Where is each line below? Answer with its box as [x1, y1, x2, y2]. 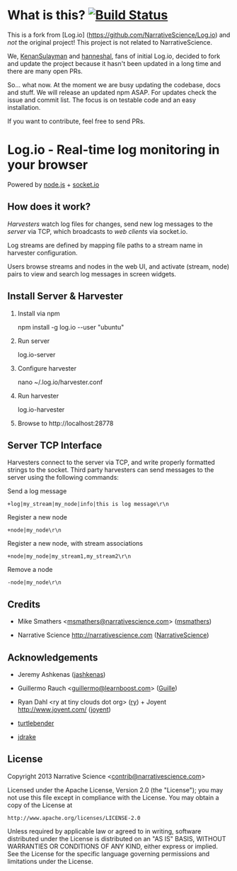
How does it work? [7, 201, 91, 213]
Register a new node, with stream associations [7, 539, 144, 548]
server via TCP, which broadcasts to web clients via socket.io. [7, 227, 188, 235]
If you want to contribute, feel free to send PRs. [7, 117, 145, 125]
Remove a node [7, 566, 53, 574]
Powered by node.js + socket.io [7, 180, 100, 189]
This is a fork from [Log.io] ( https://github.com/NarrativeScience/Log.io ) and [7, 30, 231, 39]
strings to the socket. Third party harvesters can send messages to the [7, 466, 214, 474]
